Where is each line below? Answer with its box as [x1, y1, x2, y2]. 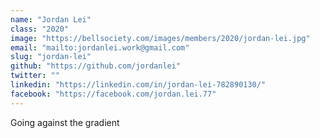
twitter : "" [10, 71, 60, 81]
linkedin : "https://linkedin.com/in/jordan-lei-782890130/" [10, 80, 267, 90]
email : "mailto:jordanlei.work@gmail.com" [10, 42, 190, 53]
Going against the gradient [10, 116, 120, 128]
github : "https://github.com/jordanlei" [10, 61, 182, 71]
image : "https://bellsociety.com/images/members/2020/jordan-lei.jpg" [10, 33, 311, 43]
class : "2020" [10, 24, 70, 34]
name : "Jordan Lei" [10, 14, 92, 25]
